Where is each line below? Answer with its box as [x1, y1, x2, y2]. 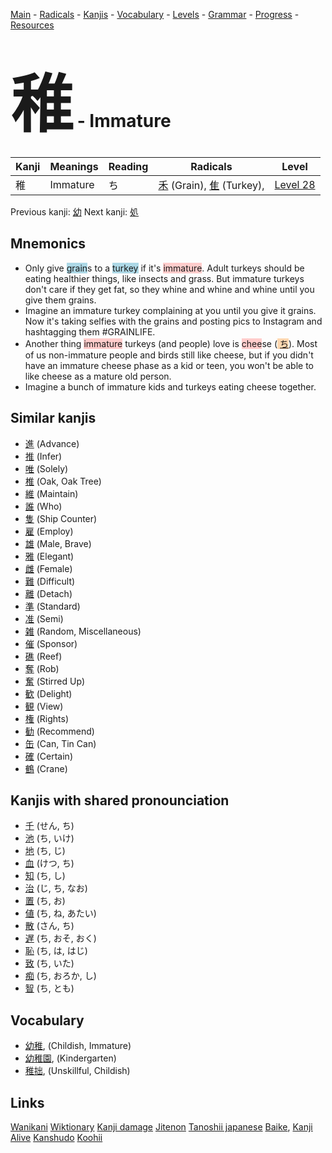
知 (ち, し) [24, 870, 66, 882]
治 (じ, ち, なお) [24, 882, 88, 894]
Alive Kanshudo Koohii [10, 1132, 103, 1143]
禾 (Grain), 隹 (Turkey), [158, 178, 265, 192]
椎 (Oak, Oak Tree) [24, 475, 102, 487]
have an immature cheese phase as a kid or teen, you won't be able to [24, 359, 314, 371]
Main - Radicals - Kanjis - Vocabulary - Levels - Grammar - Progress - [10, 9, 300, 20]
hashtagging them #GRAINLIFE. [24, 325, 156, 338]
